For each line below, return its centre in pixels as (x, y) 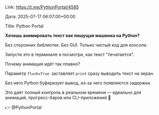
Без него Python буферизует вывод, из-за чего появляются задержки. (78, 83)
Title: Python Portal (24, 26)
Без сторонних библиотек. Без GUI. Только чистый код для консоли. (76, 45)
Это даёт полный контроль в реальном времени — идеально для (73, 92)
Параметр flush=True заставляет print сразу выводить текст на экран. (80, 73)
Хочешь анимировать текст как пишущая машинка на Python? (72, 35)
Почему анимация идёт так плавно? (43, 64)
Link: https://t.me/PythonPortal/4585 (42, 7)
